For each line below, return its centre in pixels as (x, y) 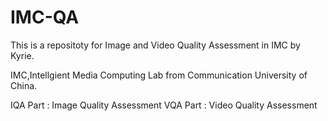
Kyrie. (22, 55)
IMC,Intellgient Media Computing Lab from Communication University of (159, 75)
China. (24, 85)
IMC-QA (45, 17)
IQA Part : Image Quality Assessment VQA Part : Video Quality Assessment (164, 105)
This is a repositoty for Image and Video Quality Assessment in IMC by (155, 45)
